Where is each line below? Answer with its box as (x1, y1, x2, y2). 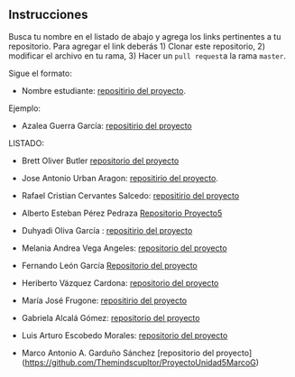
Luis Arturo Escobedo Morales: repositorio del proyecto (21, 329, 228, 341)
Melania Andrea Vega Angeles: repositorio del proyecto (21, 243, 227, 253)
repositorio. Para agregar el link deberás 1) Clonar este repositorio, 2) (8, 41, 265, 51)
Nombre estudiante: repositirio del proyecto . (21, 85, 187, 96)
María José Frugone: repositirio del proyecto (21, 295, 188, 306)
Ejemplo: (8, 103, 41, 114)
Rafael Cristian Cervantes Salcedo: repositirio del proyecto (21, 189, 240, 201)
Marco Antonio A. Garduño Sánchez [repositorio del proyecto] (21, 347, 253, 358)
